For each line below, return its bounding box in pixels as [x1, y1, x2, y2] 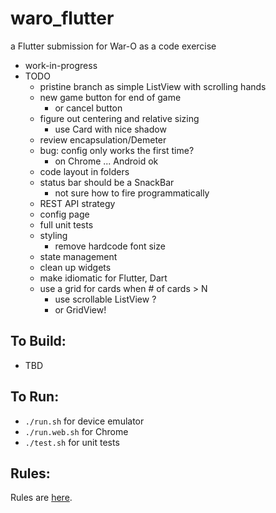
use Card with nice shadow [54, 123, 167, 135]
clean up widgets [39, 261, 112, 273]
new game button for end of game [39, 91, 182, 103]
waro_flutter [10, 7, 115, 30]
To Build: [10, 333, 67, 350]
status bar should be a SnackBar [39, 176, 175, 188]
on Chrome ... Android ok [54, 155, 159, 167]
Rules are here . [10, 492, 73, 504]
